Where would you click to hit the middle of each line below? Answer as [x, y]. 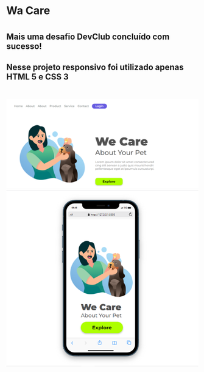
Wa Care [28, 11]
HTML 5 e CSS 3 [37, 77]
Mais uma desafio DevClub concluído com [88, 37]
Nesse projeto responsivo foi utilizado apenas [95, 67]
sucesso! [24, 46]
